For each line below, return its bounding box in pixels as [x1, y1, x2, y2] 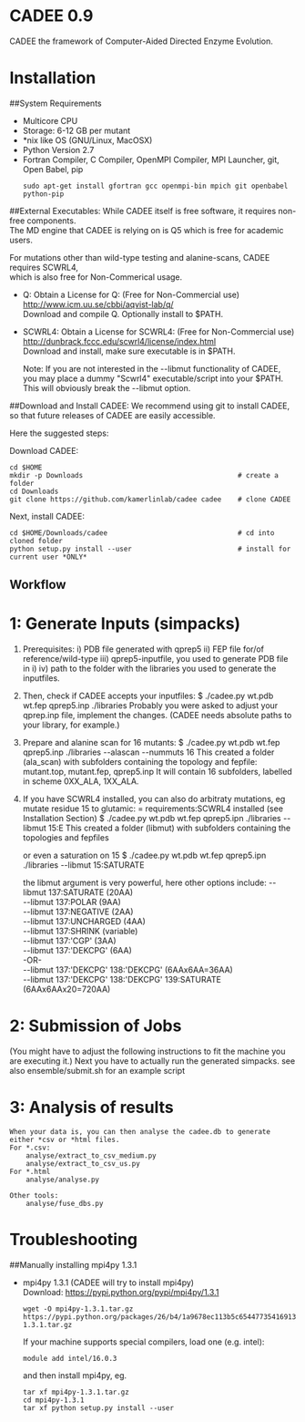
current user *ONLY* [9, 552, 88, 562]
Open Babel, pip [22, 163, 84, 174]
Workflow [9, 577, 66, 592]
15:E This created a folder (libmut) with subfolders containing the [48, 822, 291, 834]
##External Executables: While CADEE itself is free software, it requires [9, 205, 277, 216]
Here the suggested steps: [9, 428, 109, 438]
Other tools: [9, 1191, 59, 1200]
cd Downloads [9, 487, 59, 496]
